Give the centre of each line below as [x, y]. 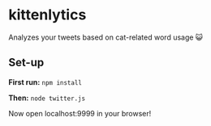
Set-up [26, 63]
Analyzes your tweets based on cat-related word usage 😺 [106, 37]
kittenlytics [47, 15]
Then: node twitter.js [47, 98]
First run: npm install [45, 82]
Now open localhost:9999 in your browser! [80, 113]
